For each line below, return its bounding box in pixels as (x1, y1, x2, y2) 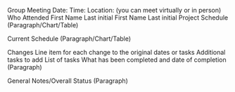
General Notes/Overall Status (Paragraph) (7, 77, 129, 85)
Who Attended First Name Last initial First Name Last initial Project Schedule (7, 13, 229, 22)
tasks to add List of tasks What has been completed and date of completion (7, 55, 227, 64)
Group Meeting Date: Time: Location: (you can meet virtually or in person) (7, 6, 222, 14)
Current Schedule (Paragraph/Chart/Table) (7, 34, 132, 43)
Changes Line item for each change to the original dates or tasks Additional (7, 48, 226, 56)
